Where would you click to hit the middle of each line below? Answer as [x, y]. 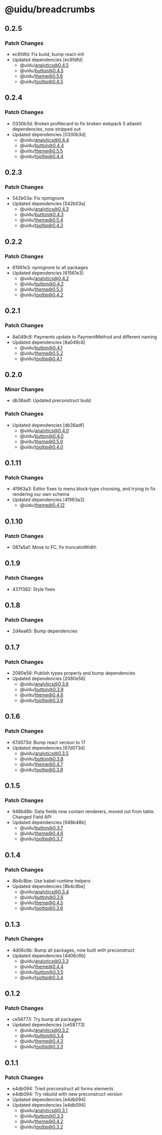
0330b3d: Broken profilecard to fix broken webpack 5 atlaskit [77, 123]
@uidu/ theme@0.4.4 [42, 966]
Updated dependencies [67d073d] [49, 748]
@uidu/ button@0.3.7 [41, 828]
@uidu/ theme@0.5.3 [41, 289]
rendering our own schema [41, 494]
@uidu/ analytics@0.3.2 [44, 1030]
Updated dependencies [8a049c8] [49, 342]
